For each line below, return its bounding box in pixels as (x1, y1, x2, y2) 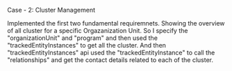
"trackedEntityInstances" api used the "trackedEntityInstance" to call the (7, 48, 215, 57)
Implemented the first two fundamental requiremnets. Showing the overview (7, 19, 225, 27)
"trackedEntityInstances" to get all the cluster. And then (7, 41, 167, 49)
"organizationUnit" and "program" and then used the (7, 34, 158, 42)
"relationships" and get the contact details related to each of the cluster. (7, 56, 214, 64)
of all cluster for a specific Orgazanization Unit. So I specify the (7, 27, 188, 34)
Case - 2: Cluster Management (7, 6, 96, 14)
